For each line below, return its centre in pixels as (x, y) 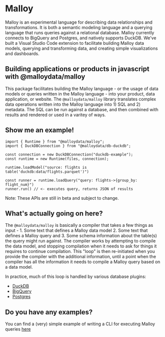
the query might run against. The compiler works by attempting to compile (81, 241)
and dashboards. (22, 53)
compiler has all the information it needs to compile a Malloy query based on (83, 262)
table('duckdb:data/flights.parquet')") (47, 172)
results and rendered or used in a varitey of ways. (55, 115)
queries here (18, 329)
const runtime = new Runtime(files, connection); (57, 159)
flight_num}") (20, 184)
